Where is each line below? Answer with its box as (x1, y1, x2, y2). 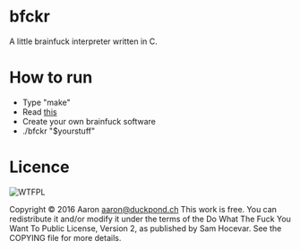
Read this (21, 106, 57, 117)
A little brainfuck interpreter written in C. (9, 36, 159, 47)
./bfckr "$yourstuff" (21, 125, 96, 136)
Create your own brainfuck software (21, 116, 157, 126)
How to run (9, 67, 93, 88)
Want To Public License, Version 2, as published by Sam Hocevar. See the (9, 222, 282, 234)
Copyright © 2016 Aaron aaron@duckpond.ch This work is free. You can (9, 203, 278, 214)
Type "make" (21, 97, 71, 108)
